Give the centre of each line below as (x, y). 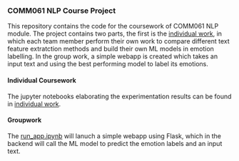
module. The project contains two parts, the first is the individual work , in (115, 33)
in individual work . (34, 104)
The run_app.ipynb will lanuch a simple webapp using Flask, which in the (114, 136)
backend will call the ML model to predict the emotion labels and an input (115, 143)
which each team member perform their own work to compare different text (118, 41)
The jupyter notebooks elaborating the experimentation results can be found (119, 96)
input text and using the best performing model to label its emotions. (108, 64)
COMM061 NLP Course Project (62, 11)
